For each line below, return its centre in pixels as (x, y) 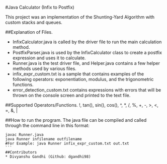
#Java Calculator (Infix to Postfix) (40, 7)
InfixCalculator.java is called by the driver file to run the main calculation (87, 42)
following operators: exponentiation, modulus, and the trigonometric (83, 79)
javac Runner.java (24, 135)
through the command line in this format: (47, 126)
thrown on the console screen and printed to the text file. (71, 95)
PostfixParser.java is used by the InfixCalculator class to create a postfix (87, 53)
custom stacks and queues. (34, 22)
